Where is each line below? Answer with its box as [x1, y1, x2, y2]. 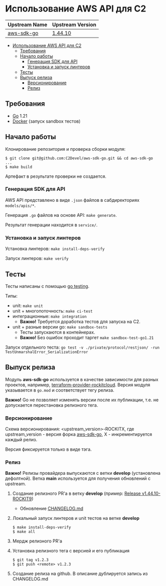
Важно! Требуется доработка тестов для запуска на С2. [19, 319, 141, 325]
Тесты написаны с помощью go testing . [5, 283, 89, 289]
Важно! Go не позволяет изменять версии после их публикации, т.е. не [5, 397, 159, 403]
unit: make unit [12, 303, 43, 309]
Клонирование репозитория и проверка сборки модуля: [5, 146, 126, 152]
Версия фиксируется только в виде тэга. [5, 446, 92, 452]
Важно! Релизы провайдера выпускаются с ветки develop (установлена [5, 470, 161, 476]
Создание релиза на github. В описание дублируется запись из [12, 570, 148, 576]
